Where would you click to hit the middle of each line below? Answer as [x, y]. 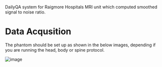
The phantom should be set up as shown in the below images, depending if [80, 45]
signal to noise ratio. [25, 12]
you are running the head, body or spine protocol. [55, 50]
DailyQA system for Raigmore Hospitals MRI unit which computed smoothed [81, 7]
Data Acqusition [38, 32]
